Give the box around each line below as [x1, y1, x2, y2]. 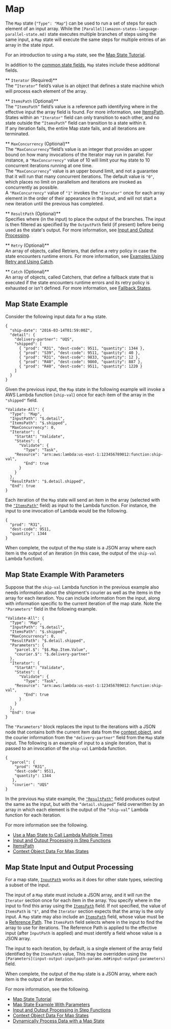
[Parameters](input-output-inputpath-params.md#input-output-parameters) [5, 956, 166, 962]
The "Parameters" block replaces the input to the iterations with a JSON [5, 723, 156, 729]
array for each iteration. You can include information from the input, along [5, 595, 160, 601]
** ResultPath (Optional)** [5, 210, 61, 216]
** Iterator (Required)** [5, 77, 58, 83]
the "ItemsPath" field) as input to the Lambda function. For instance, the [5, 502, 157, 508]
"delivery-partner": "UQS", [14, 337, 74, 342]
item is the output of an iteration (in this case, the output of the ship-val [5, 550, 157, 556]
